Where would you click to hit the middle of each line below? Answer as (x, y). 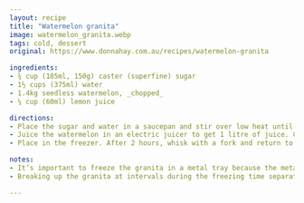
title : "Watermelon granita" (64, 26)
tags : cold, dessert (48, 43)
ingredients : (34, 68)
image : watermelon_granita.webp (70, 34)
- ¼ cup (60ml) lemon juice (62, 101)
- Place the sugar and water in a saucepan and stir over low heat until (152, 126)
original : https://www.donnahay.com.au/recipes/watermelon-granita (139, 52)
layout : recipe (38, 18)
